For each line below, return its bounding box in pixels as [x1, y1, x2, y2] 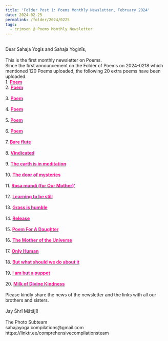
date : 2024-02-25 [5, 12, 43, 17]
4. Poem [5, 106, 24, 112]
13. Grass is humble [5, 204, 48, 211]
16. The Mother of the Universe [5, 237, 73, 243]
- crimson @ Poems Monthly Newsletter [10, 27, 93, 32]
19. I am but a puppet [5, 270, 50, 276]
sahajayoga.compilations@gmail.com [5, 325, 84, 331]
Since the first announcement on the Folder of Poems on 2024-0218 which [5, 63, 163, 69]
